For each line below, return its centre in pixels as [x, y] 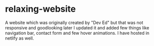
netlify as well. [20, 38]
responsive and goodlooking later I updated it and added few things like [77, 27]
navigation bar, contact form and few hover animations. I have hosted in [77, 33]
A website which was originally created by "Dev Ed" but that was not [74, 23]
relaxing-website [40, 9]
